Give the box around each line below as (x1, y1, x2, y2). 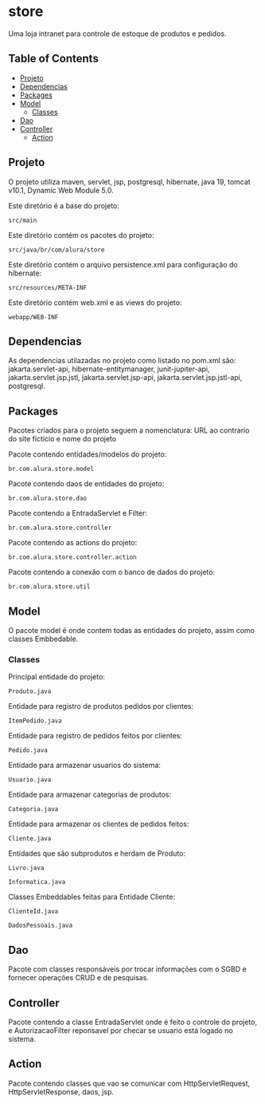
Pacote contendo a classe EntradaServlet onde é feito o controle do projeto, (8, 1017, 257, 1027)
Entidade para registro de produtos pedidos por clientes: (8, 702, 194, 711)
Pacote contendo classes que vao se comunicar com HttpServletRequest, (8, 1078, 251, 1088)
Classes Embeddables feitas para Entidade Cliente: (8, 892, 176, 902)
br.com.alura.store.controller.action (8, 553, 137, 561)
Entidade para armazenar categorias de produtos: (8, 789, 172, 800)
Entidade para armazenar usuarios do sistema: (8, 761, 162, 770)
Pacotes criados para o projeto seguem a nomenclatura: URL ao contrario (8, 425, 250, 435)
